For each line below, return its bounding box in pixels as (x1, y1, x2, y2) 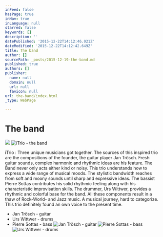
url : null (9, 84, 29, 89)
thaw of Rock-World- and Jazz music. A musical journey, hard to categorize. (5, 196, 159, 202)
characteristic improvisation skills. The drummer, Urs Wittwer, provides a (5, 186, 151, 192)
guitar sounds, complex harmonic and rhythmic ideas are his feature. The (5, 160, 153, 166)
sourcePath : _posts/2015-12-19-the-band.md (5, 57, 95, 62)
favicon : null (9, 89, 38, 94)
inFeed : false (5, 7, 34, 12)
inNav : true (5, 16, 29, 21)
